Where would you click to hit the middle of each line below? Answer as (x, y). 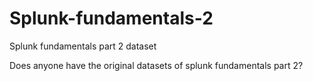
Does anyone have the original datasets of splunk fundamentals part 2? (156, 65)
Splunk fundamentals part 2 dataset (83, 46)
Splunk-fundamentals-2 (111, 18)
